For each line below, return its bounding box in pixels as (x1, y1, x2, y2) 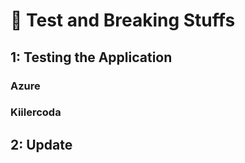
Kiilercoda (10, 105, 62, 119)
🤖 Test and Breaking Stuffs (10, 9, 236, 32)
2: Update (10, 136, 73, 153)
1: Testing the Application (10, 49, 173, 66)
